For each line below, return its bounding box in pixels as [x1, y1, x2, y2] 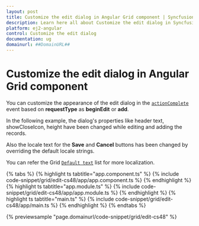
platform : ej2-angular [6, 25, 62, 31]
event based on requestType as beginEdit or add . [6, 105, 129, 112]
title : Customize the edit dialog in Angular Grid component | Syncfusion [6, 14, 195, 20]
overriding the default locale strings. [6, 147, 95, 154]
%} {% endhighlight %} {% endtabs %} [50, 202, 146, 209]
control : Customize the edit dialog [6, 31, 97, 37]
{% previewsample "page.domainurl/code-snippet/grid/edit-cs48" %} [6, 213, 177, 220]
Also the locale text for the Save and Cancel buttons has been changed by [6, 141, 188, 148]
